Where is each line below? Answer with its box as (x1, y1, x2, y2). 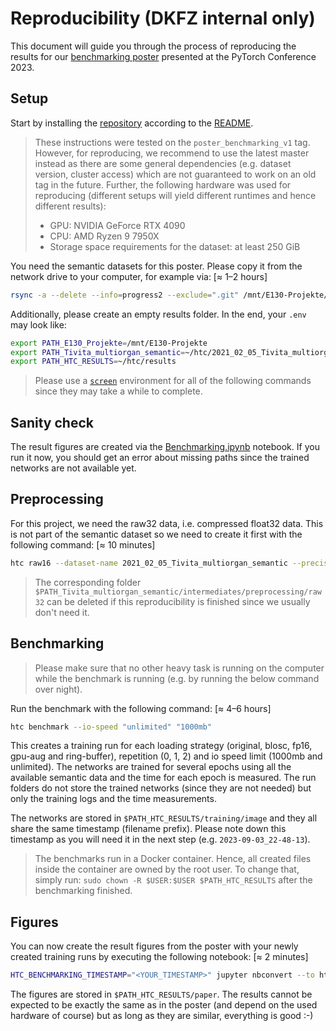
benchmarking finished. (34, 885, 133, 897)
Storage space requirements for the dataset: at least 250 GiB (49, 240, 301, 252)
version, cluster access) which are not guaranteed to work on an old (34, 168, 317, 180)
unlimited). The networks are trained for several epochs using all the (10, 761, 292, 773)
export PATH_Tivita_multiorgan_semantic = (10, 347, 186, 357)
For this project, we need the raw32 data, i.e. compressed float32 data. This (10, 517, 324, 529)
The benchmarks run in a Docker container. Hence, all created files (34, 853, 312, 865)
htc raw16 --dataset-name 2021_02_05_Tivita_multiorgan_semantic (10, 558, 288, 568)
